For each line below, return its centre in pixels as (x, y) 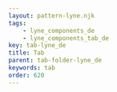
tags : (17, 23)
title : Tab (26, 53)
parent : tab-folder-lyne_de (55, 61)
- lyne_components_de (58, 30)
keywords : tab (32, 68)
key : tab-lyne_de (37, 46)
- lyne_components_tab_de (66, 38)
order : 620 (26, 75)
